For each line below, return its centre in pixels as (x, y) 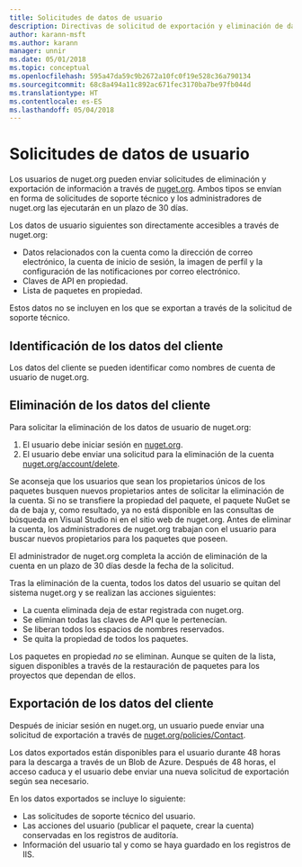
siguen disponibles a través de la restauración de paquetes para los (135, 665)
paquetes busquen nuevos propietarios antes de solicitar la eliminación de (147, 491)
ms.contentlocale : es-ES (56, 101)
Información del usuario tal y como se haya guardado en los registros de (156, 844)
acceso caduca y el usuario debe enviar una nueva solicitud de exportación (149, 772)
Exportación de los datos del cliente (111, 704)
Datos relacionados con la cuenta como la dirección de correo (138, 252)
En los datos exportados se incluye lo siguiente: (98, 799)
